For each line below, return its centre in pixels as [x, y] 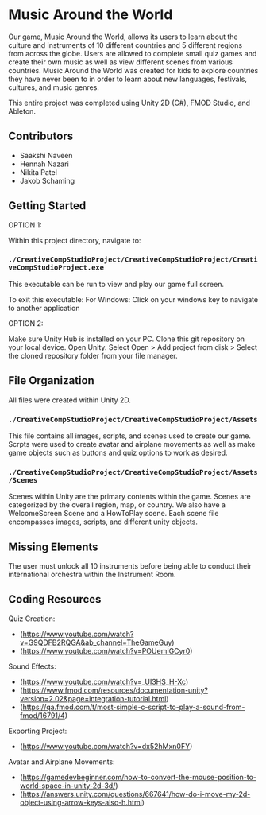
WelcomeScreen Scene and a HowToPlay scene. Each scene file [114, 514]
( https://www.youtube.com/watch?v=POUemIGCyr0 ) [106, 650]
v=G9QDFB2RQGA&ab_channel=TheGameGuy [96, 642]
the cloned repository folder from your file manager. [93, 355]
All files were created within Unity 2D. [69, 400]
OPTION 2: [26, 323]
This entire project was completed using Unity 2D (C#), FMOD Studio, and [129, 103]
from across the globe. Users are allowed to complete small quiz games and [133, 53]
